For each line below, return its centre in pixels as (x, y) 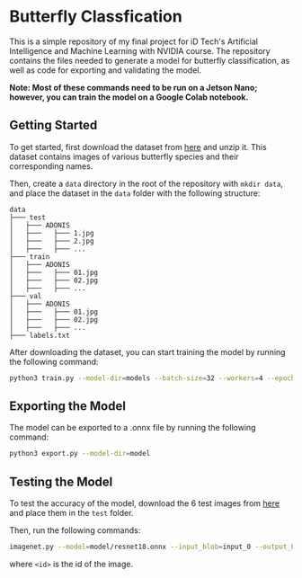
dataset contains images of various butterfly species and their (124, 156)
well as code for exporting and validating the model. (106, 70)
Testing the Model (61, 481)
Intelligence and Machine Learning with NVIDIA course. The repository (140, 50)
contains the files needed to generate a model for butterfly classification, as (150, 60)
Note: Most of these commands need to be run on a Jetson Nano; (133, 87)
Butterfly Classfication (96, 17)
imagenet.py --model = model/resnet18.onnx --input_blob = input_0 (130, 547)
